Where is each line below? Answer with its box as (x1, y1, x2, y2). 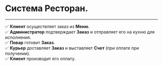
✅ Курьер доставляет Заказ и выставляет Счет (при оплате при (5, 45, 139, 51)
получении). (5, 50, 31, 56)
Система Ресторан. (5, 3, 88, 14)
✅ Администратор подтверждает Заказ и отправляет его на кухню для (5, 29, 155, 34)
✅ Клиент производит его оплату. (5, 55, 76, 61)
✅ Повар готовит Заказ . (5, 39, 55, 45)
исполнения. (5, 34, 32, 40)
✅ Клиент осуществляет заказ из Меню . (5, 23, 90, 29)
